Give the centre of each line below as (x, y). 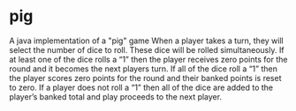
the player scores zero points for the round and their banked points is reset (145, 78)
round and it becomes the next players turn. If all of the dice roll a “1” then (144, 69)
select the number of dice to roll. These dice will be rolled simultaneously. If (147, 49)
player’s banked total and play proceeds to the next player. (116, 96)
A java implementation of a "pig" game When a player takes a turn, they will (147, 41)
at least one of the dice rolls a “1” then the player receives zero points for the (148, 59)
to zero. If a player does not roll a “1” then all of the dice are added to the (141, 87)
